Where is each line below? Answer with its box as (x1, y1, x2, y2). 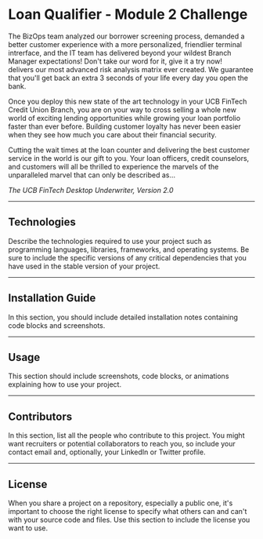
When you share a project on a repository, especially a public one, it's (8, 498, 233, 508)
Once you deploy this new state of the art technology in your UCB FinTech (8, 97, 247, 106)
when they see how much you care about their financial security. (8, 129, 217, 139)
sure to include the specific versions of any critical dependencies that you (8, 253, 247, 262)
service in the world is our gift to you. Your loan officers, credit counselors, (8, 153, 250, 162)
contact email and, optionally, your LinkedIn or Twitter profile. (8, 447, 206, 457)
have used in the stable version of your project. (8, 261, 160, 271)
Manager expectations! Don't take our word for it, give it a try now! (8, 56, 223, 66)
